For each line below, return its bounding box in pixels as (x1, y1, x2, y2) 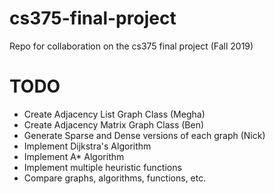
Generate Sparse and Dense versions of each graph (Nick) (23, 129, 266, 141)
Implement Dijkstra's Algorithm (23, 140, 152, 152)
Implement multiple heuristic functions (23, 161, 182, 173)
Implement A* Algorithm (23, 150, 125, 162)
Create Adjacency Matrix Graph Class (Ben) (23, 118, 205, 131)
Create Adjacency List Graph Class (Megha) (23, 108, 206, 120)
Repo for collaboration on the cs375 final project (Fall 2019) (9, 40, 254, 52)
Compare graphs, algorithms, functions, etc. (23, 172, 207, 184)
